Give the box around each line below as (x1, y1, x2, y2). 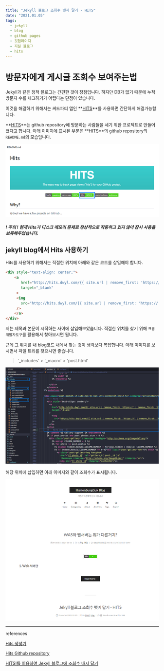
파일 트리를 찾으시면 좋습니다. (18, 348, 74, 354)
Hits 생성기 (5, 640, 27, 646)
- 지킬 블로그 (10, 44, 34, 49)
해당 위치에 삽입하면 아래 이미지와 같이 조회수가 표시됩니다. (5, 469, 117, 475)
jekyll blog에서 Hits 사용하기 (5, 246, 89, 254)
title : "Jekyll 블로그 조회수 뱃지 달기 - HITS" (5, 8, 96, 13)
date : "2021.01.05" (5, 13, 45, 18)
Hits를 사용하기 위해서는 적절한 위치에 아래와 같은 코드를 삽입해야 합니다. (5, 260, 143, 265)
